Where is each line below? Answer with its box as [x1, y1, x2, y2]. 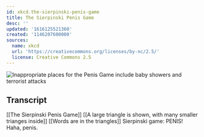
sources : [6, 37, 29, 43]
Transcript [6, 95, 47, 105]
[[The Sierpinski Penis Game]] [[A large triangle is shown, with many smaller [6, 111, 198, 119]
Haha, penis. [6, 124, 38, 132]
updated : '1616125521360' [6, 26, 72, 32]
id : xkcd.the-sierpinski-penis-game [6, 9, 100, 15]
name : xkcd [12, 43, 40, 49]
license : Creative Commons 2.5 [12, 54, 92, 60]
